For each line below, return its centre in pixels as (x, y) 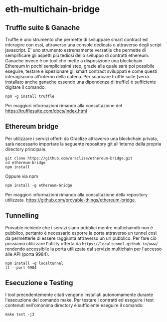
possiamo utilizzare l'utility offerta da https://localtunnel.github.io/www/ (82, 243)
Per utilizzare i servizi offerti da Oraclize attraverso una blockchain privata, (82, 139)
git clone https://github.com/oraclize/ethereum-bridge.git (69, 158)
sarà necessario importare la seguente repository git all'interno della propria (83, 144)
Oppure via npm (22, 176)
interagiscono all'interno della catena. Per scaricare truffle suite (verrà (77, 77)
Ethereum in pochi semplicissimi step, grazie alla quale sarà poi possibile (80, 66)
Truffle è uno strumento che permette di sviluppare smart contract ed (77, 39)
